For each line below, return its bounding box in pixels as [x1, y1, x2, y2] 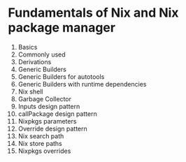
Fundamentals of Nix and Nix [8, 5, 179, 21]
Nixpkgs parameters [17, 117, 77, 125]
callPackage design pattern [17, 110, 97, 118]
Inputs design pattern [17, 102, 80, 110]
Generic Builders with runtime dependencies [17, 80, 147, 88]
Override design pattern [17, 124, 88, 133]
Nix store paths [17, 139, 62, 147]
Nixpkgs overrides [17, 147, 71, 155]
